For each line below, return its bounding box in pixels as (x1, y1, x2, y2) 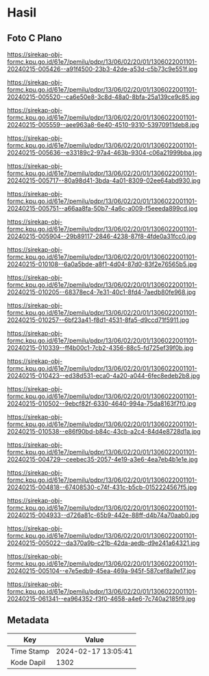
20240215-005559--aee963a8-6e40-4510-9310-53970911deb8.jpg (7, 121, 199, 128)
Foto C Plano (7, 32, 62, 44)
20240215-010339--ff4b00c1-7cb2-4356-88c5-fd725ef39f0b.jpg (7, 344, 194, 351)
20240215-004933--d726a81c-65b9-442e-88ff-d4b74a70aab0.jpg (7, 511, 199, 519)
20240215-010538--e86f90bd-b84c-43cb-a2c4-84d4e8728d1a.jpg (7, 428, 201, 435)
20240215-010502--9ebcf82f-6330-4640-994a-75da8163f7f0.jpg (7, 399, 197, 408)
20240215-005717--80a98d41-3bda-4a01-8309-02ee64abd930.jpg (7, 176, 201, 185)
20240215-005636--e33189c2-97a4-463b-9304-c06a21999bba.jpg (7, 149, 202, 156)
